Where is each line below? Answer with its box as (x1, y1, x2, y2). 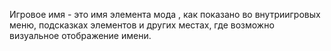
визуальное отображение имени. (9, 30, 152, 41)
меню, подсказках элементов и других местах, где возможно (9, 19, 275, 31)
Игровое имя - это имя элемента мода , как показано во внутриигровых (9, 9, 321, 20)
